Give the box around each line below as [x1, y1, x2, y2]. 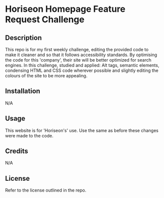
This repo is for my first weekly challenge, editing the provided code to [5, 47, 149, 52]
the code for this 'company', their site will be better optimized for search [5, 57, 152, 63]
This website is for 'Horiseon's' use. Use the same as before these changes [5, 127, 159, 133]
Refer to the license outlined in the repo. [5, 187, 87, 193]
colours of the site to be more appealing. [5, 73, 88, 78]
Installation [5, 87, 40, 96]
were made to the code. [5, 132, 54, 138]
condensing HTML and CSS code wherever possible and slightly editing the [5, 67, 159, 73]
